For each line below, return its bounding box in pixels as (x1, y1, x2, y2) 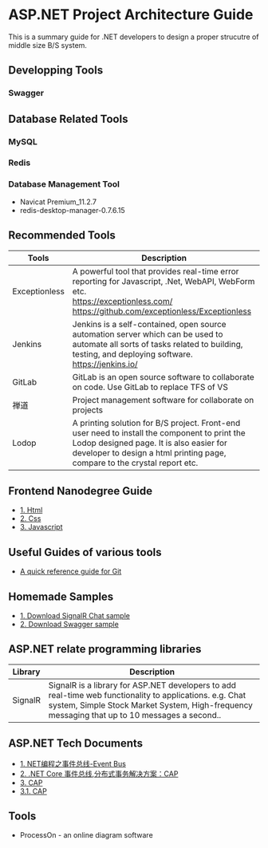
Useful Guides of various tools (8, 545, 162, 559)
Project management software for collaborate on (72, 394, 254, 405)
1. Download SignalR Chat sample (19, 611, 130, 621)
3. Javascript (19, 523, 63, 532)
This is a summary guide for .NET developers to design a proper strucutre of (8, 32, 259, 41)
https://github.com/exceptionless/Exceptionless (72, 306, 252, 317)
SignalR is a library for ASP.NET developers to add (48, 680, 237, 691)
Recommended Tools (8, 229, 116, 243)
